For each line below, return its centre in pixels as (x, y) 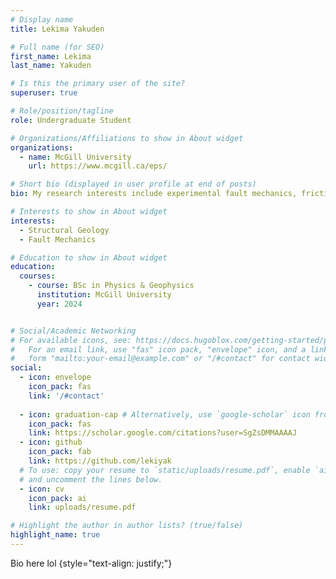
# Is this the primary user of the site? (98, 84)
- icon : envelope (55, 377)
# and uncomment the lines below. (91, 479)
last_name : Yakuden (51, 66)
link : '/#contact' (66, 396)
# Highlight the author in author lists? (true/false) (127, 526)
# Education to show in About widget (89, 257)
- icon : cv (42, 489)
